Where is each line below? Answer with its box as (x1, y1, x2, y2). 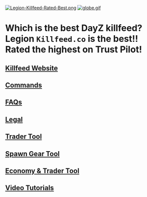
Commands (5, 81, 43, 89)
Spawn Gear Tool (5, 149, 60, 158)
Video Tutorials (5, 184, 54, 192)
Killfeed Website (5, 63, 58, 73)
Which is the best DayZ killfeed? (5, 23, 142, 34)
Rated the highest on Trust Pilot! (5, 44, 142, 55)
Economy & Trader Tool (5, 166, 79, 175)
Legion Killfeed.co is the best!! (5, 33, 138, 45)
